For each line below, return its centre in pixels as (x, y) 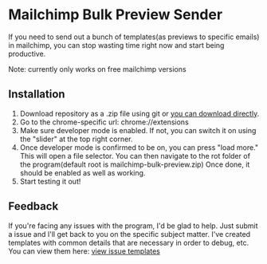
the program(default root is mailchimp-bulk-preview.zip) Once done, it (135, 164)
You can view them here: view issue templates (84, 251)
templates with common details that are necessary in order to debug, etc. (129, 242)
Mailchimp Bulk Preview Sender (116, 15)
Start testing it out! (50, 181)
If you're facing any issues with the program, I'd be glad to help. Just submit (133, 226)
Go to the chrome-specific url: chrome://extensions (104, 122)
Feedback (33, 206)
